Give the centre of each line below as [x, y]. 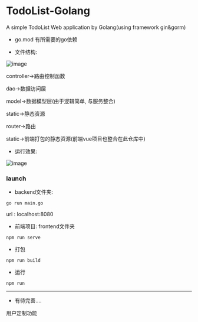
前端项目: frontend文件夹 [45, 226]
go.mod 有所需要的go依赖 [46, 39]
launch [16, 178]
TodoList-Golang [48, 11]
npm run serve [24, 238]
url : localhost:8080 [30, 214]
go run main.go [25, 203]
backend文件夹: [34, 192]
